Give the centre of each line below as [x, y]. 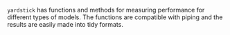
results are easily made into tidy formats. [65, 24]
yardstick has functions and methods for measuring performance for [106, 10]
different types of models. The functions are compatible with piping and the [115, 17]
